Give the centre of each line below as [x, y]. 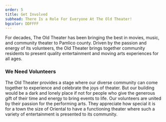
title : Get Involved [27, 14]
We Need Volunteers [31, 71]
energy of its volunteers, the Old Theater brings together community [75, 48]
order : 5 [14, 10]
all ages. [14, 59]
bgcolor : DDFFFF [22, 24]
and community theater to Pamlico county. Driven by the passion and [76, 43]
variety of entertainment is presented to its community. [61, 114]
